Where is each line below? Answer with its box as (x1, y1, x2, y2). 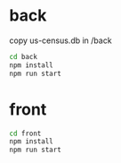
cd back (9, 52, 38, 61)
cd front (9, 129, 42, 138)
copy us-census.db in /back (9, 35, 113, 46)
